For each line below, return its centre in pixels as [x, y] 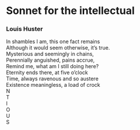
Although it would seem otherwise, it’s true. [58, 48]
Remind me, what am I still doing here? [52, 66]
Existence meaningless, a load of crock [53, 85]
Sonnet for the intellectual [71, 11]
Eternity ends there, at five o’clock [47, 73]
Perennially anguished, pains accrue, [50, 60]
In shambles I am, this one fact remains [53, 41]
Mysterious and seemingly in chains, [50, 54]
